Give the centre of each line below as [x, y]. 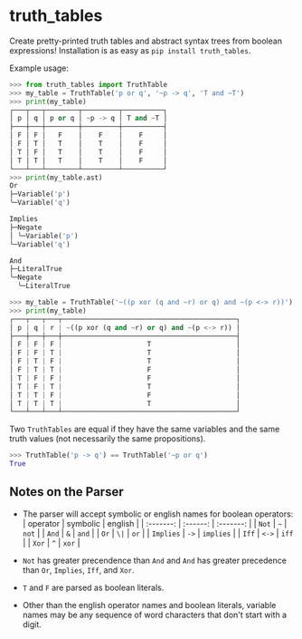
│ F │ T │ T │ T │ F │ [89, 144]
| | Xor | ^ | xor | [51, 542]
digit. [32, 624]
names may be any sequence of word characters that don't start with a [155, 615]
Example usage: [39, 68]
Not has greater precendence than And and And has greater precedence [155, 560]
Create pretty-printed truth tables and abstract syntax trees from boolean [146, 41]
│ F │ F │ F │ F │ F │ [89, 136]
